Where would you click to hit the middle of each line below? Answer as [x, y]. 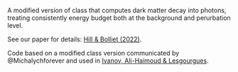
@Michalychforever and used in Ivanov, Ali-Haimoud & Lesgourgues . [108, 61]
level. [15, 25]
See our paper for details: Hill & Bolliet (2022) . [75, 39]
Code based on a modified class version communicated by [93, 53]
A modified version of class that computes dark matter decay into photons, [117, 10]
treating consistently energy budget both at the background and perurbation [119, 18]
